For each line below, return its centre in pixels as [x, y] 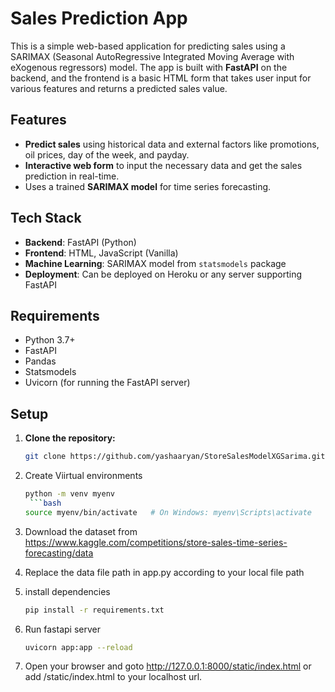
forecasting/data [59, 553]
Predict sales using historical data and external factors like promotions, [172, 144]
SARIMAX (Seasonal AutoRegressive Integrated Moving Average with [152, 56]
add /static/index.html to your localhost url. [113, 677]
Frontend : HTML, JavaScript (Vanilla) [101, 253]
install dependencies [67, 591]
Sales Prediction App [99, 18]
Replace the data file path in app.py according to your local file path [164, 572]
